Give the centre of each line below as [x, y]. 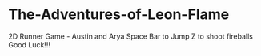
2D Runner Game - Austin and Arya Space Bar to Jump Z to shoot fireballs [131, 36]
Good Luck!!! [29, 44]
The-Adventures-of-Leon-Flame [119, 15]
